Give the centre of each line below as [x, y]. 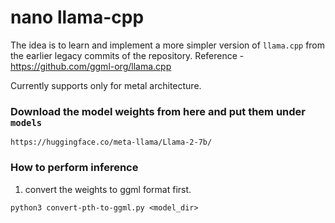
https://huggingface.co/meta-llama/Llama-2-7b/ [111, 142]
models [26, 122]
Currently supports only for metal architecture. [106, 85]
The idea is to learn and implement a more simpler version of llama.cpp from [168, 45]
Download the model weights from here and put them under [158, 111]
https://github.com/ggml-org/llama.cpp [91, 66]
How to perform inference [74, 168]
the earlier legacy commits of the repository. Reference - [127, 55]
